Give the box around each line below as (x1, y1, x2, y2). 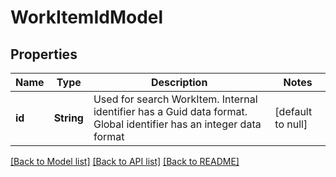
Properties (10, 46, 78, 63)
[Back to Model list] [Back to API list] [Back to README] (10, 156, 240, 167)
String (53, 111, 84, 125)
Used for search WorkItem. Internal (93, 92, 258, 106)
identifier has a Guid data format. (93, 105, 248, 118)
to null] (274, 117, 308, 131)
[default (274, 105, 313, 118)
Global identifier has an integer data (93, 117, 262, 131)
